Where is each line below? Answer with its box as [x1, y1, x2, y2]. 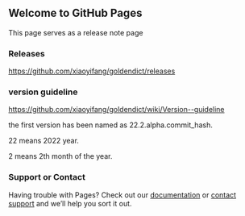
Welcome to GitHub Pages [8, 6, 143, 20]
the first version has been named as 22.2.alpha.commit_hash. [8, 120, 214, 130]
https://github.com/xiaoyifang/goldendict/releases [8, 66, 176, 76]
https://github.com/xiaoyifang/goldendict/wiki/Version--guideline [8, 105, 225, 114]
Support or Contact [8, 172, 86, 183]
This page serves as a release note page [8, 27, 143, 37]
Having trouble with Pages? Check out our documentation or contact [8, 189, 236, 200]
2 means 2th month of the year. [8, 152, 113, 161]
